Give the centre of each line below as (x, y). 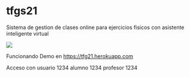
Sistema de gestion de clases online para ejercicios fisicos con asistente (95, 27)
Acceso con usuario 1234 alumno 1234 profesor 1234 (72, 68)
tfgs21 (22, 11)
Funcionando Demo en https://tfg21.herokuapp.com (70, 56)
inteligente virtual (27, 33)
